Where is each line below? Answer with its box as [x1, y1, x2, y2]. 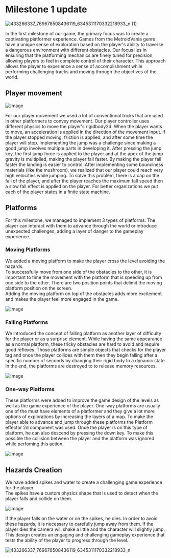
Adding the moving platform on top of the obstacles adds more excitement [5, 291, 162, 297]
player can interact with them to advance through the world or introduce [5, 222, 157, 229]
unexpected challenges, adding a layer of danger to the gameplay [5, 228, 144, 234]
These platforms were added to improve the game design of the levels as [5, 397, 159, 403]
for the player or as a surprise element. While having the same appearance [5, 336, 162, 342]
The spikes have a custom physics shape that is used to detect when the [5, 490, 158, 497]
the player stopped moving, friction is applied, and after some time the [5, 134, 153, 140]
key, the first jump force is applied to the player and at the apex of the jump [5, 150, 163, 157]
